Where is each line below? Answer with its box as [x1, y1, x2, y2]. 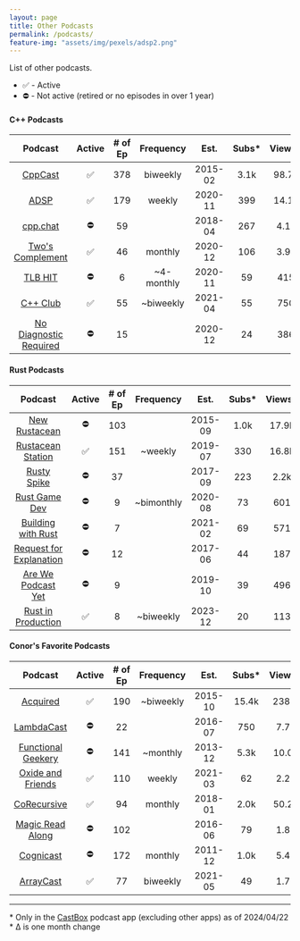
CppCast [21, 169, 60, 181]
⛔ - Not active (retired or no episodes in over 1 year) [21, 90, 214, 101]
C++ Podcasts [9, 113, 64, 125]
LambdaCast [13, 720, 68, 733]
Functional [18, 741, 62, 753]
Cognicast [19, 849, 62, 861]
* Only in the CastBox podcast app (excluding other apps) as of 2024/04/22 [9, 912, 289, 922]
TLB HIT [23, 272, 58, 284]
